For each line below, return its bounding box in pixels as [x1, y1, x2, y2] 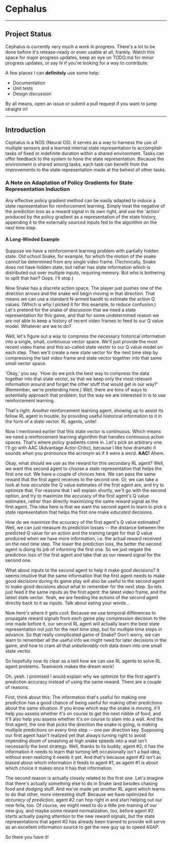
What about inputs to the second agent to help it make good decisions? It [5, 567, 160, 574]
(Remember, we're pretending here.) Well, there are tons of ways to [5, 387, 147, 393]
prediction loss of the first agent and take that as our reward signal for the [5, 552, 161, 558]
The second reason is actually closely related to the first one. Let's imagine [5, 775, 164, 781]
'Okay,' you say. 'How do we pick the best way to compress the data [5, 370, 149, 377]
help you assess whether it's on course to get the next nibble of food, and [5, 711, 161, 717]
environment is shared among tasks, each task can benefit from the [5, 161, 148, 167]
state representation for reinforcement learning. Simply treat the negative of [5, 203, 165, 209]
